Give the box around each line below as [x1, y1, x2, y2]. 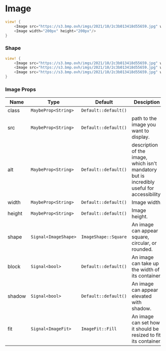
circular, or [131, 240, 157, 247]
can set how [131, 319, 160, 326]
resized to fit [131, 332, 161, 339]
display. [131, 134, 150, 141]
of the [131, 148, 146, 155]
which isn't [131, 160, 157, 167]
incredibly [131, 179, 155, 186]
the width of [131, 266, 160, 273]
